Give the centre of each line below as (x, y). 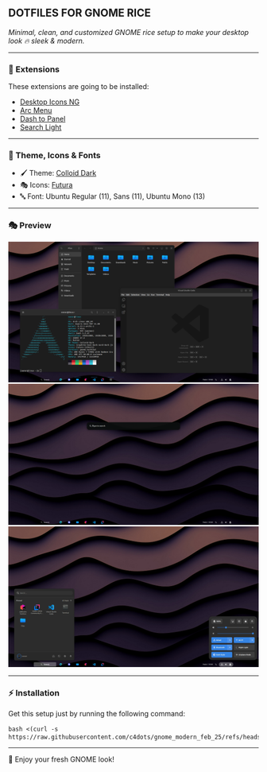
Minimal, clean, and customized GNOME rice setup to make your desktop (128, 32)
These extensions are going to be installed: (79, 87)
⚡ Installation (34, 693)
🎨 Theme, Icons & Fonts (54, 156)
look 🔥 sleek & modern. (46, 41)
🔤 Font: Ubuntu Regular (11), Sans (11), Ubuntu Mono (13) (112, 196)
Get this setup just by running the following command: (97, 713)
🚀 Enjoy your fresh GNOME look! (62, 759)
